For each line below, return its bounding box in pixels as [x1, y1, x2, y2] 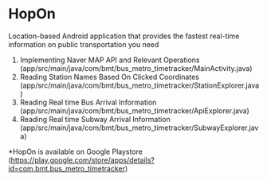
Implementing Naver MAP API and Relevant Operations [19, 55, 200, 65]
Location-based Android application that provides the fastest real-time [8, 31, 240, 41]
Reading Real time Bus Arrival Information [19, 97, 157, 107]
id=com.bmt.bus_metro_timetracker [8, 163, 126, 173]
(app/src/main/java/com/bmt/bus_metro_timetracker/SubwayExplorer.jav [19, 123, 259, 132]
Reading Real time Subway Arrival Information [19, 114, 171, 124]
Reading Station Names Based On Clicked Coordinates [19, 72, 199, 81]
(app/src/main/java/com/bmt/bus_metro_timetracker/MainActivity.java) [19, 63, 253, 73]
